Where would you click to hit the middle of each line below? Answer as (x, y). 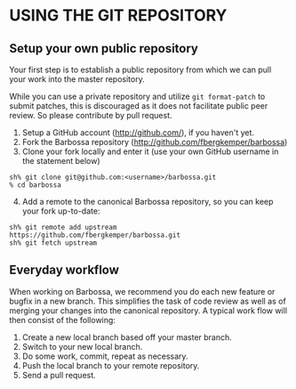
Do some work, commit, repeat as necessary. (105, 356)
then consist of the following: (62, 320)
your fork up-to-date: (61, 211)
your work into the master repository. (77, 79)
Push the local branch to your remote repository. (111, 365)
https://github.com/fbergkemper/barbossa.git (95, 235)
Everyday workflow (64, 270)
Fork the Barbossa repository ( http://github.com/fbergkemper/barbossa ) (155, 142)
